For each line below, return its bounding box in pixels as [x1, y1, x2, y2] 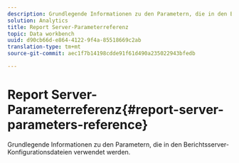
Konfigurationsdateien [7, 147, 73, 156]
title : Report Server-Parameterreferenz [7, 23, 129, 30]
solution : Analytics [7, 17, 69, 24]
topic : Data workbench [7, 30, 75, 38]
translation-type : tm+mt [7, 43, 81, 50]
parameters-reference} [7, 117, 148, 133]
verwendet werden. [73, 147, 131, 156]
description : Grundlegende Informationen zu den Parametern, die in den [7, 10, 228, 18]
